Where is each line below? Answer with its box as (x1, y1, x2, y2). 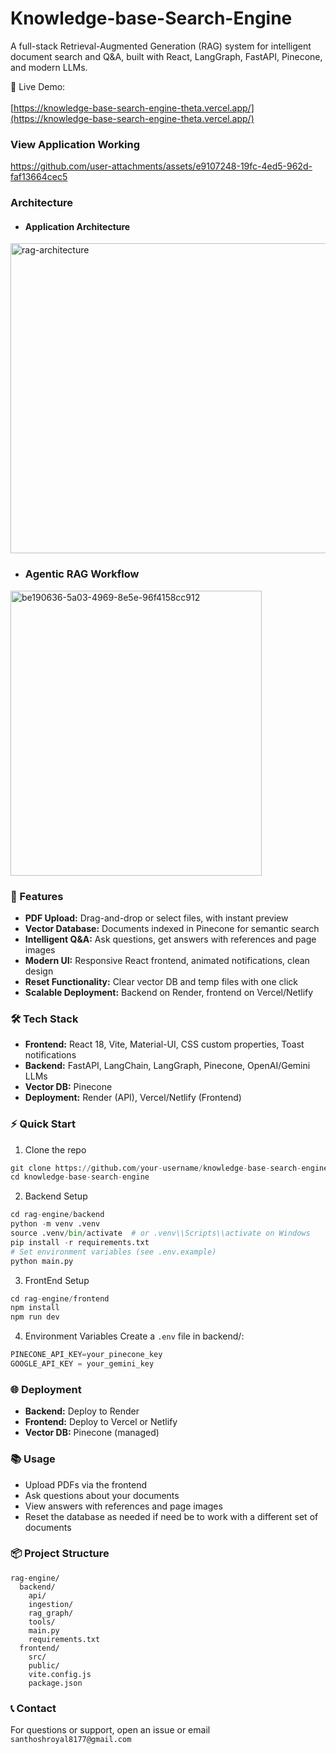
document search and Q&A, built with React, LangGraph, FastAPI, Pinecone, (10, 50, 323, 62)
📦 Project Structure (10, 1547, 110, 1561)
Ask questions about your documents (24, 1489, 180, 1501)
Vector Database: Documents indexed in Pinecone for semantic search (24, 922, 320, 934)
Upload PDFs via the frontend (24, 1478, 148, 1491)
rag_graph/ (28, 1608, 74, 1618)
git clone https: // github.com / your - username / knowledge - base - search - (10, 1163, 302, 1173)
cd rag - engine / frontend (10, 1293, 110, 1304)
